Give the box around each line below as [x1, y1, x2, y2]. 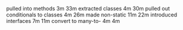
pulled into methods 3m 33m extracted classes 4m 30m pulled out [6, 5, 170, 12]
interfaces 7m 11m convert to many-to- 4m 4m [6, 18, 120, 24]
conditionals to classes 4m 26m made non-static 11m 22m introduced [6, 11, 178, 18]
